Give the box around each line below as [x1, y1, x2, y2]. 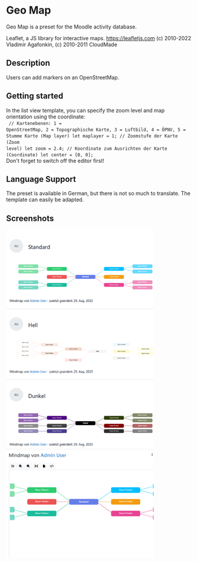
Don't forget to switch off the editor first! [6, 157, 104, 164]
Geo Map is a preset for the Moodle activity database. [6, 23, 137, 30]
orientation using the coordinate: [6, 113, 86, 120]
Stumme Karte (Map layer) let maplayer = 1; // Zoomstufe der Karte [6, 133, 178, 139]
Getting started [6, 91, 64, 101]
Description [6, 58, 50, 68]
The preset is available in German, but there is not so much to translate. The [6, 190, 191, 197]
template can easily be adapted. [6, 196, 84, 203]
